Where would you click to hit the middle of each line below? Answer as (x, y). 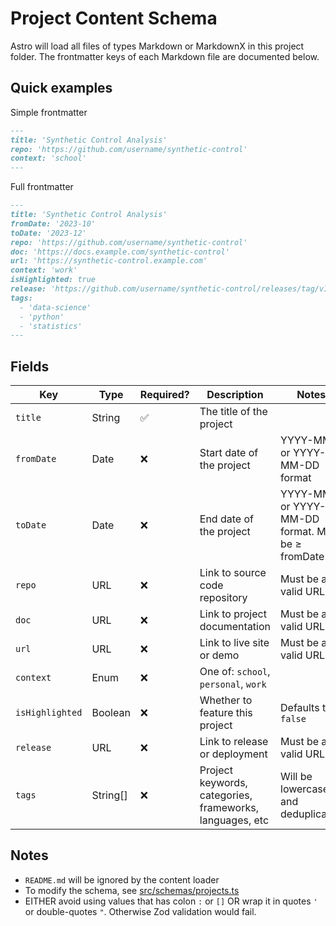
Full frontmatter (42, 187)
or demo (219, 655)
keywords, (223, 783)
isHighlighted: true (53, 280)
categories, (226, 795)
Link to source (233, 573)
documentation (235, 627)
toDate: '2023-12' (48, 233)
